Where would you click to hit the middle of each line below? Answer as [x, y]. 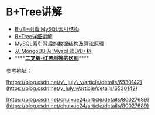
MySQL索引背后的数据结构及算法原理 [59, 44]
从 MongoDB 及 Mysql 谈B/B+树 [53, 51]
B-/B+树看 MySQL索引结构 [46, 29]
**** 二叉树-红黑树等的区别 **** [52, 58]
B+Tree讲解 [34, 12]
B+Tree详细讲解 [33, 36]
